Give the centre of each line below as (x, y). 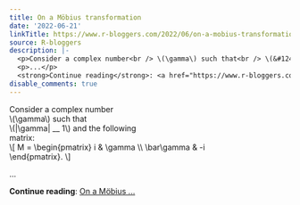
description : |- (39, 51)
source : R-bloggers (46, 42)
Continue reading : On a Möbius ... (72, 191)
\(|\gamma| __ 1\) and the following (73, 128)
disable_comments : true (54, 84)
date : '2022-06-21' (46, 26)
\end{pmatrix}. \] (40, 156)
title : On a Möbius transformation (75, 17)
